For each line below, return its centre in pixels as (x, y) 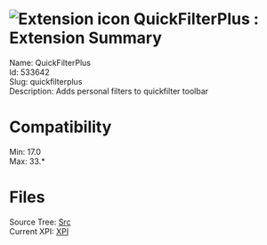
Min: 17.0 (25, 151)
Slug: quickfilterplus (46, 81)
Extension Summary (86, 38)
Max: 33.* (28, 161)
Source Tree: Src (40, 222)
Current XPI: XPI (39, 231)
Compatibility (61, 127)
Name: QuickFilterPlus (50, 62)
